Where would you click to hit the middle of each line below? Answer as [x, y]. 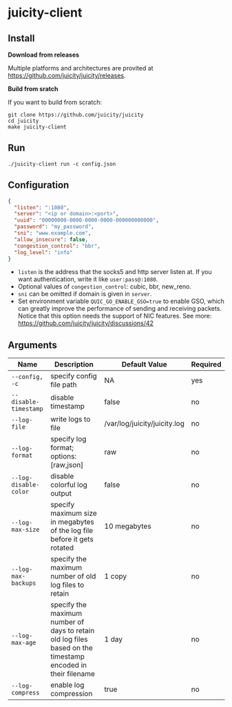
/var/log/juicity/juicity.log [145, 424]
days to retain [72, 631]
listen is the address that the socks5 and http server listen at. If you [115, 272]
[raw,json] [67, 465]
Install [21, 38]
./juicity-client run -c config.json [62, 164]
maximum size [73, 514]
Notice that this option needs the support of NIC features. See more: [115, 316]
